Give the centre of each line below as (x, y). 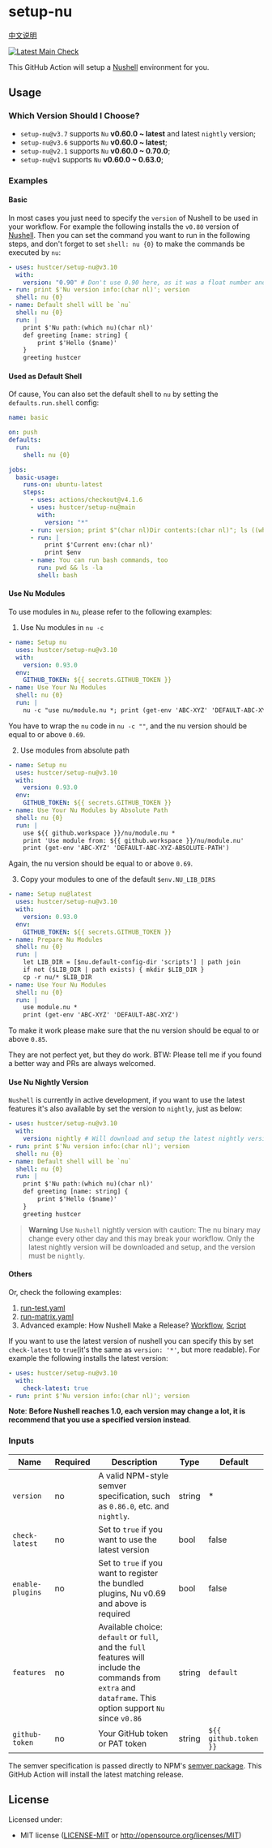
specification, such (134, 1496)
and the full (122, 1647)
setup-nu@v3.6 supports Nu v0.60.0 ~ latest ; (93, 142)
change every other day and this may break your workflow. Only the (141, 1238)
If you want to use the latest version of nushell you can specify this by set (131, 1341)
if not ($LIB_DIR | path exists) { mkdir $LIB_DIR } (114, 970)
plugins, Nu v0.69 (132, 1593)
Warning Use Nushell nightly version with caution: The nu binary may (144, 1229)
